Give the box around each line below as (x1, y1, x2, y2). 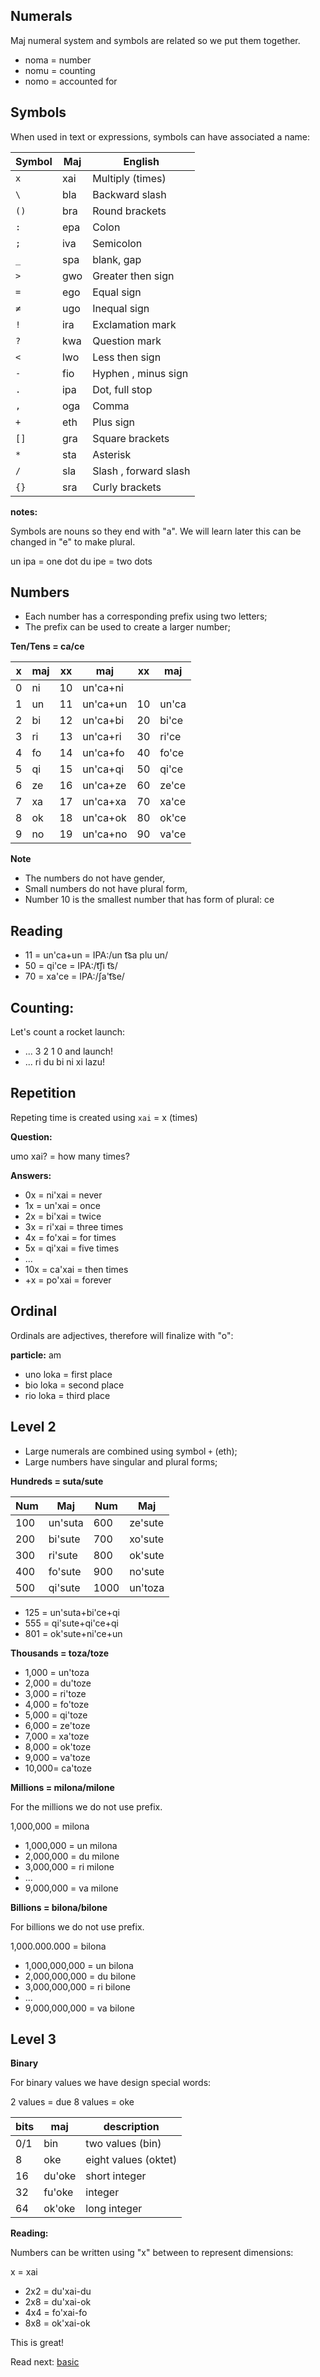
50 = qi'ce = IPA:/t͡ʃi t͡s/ (24, 960, 118, 972)
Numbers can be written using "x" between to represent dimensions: (10, 2247, 294, 2259)
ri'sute (48, 1548, 78, 1562)
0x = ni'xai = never (24, 1189, 103, 1201)
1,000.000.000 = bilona (10, 1940, 107, 1952)
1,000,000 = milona (10, 1820, 90, 1832)
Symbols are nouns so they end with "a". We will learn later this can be (10, 525, 302, 537)
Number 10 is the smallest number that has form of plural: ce (24, 894, 275, 906)
